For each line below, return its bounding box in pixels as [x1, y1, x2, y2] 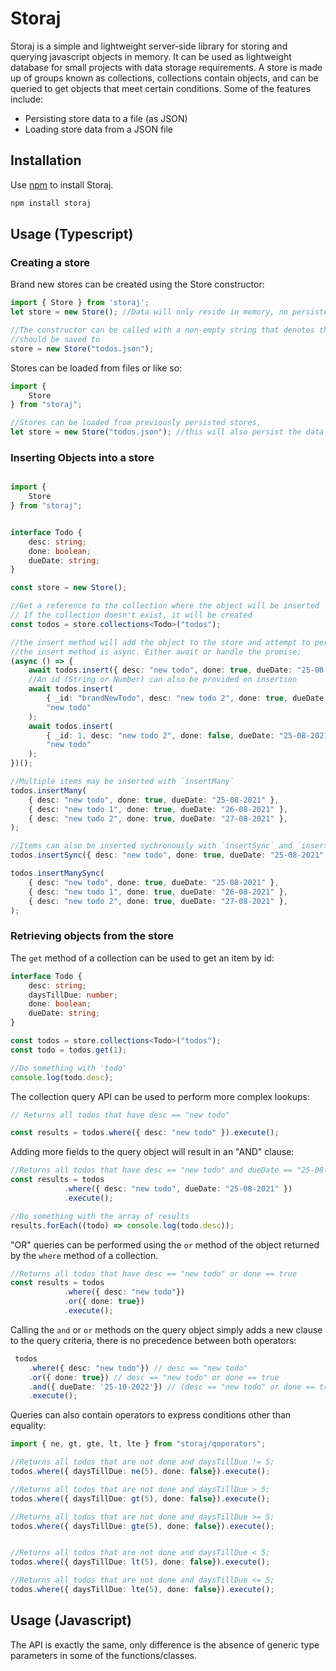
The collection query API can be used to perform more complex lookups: [10, 1090, 310, 1102]
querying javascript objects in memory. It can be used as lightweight [10, 50, 292, 62]
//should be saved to [10, 334, 101, 344]
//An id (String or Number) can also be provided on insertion [28, 675, 298, 685]
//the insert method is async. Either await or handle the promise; [10, 647, 302, 657]
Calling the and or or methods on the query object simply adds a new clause [10, 1323, 323, 1336]
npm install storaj [10, 198, 92, 208]
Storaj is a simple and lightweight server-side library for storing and [10, 40, 288, 52]
